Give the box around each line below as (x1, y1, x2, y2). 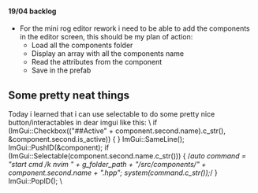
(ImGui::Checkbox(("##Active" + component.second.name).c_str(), (8, 126, 226, 135)
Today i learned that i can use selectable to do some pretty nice (8, 109, 215, 119)
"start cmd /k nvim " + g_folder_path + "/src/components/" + (8, 160, 207, 169)
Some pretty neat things (8, 88, 130, 102)
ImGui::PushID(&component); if (8, 143, 109, 153)
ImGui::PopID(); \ (8, 176, 63, 186)
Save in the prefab (31, 65, 92, 75)
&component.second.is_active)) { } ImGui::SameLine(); (8, 135, 185, 144)
